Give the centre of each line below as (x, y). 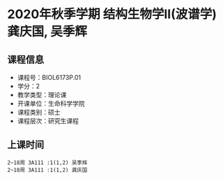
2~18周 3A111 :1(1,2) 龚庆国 (47, 170)
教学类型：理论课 (42, 95)
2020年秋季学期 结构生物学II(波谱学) (112, 14)
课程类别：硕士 (39, 112)
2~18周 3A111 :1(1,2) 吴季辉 (47, 163)
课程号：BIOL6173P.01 (49, 77)
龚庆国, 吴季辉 (47, 32)
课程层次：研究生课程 (48, 121)
